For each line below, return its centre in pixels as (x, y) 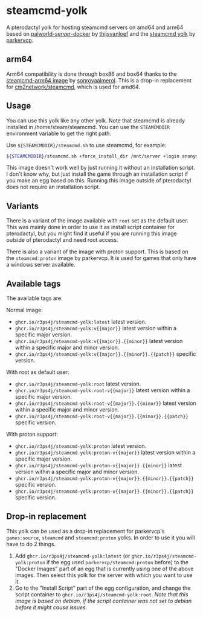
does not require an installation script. (53, 187)
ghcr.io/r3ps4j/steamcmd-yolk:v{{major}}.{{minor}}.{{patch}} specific (105, 354)
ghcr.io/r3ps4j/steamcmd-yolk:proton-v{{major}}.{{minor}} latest (98, 465)
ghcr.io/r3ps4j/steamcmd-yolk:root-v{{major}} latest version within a (102, 390)
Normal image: (25, 310)
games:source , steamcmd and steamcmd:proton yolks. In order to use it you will (101, 538)
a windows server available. (41, 265)
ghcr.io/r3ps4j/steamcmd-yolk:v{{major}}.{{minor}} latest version (99, 341)
